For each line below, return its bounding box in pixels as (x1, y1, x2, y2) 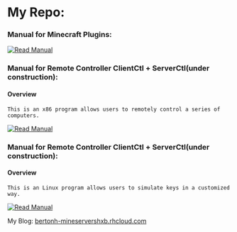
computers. (7, 111, 40, 119)
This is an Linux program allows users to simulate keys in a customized (7, 184, 231, 192)
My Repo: (7, 4, 65, 21)
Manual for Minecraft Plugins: (7, 30, 112, 40)
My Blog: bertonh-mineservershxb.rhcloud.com (7, 216, 147, 225)
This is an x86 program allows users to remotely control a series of (7, 106, 221, 113)
